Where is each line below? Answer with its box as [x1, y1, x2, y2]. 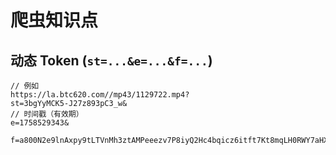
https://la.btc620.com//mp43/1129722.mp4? [10, 90, 190, 100]
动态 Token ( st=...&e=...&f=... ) [10, 52, 213, 69]
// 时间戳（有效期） [10, 109, 84, 119]
